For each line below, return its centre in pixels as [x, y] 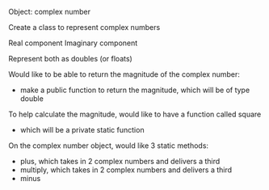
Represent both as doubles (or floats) [71, 59]
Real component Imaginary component [73, 43]
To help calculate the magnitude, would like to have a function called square [135, 114]
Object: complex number [50, 12]
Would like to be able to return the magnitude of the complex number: [124, 74]
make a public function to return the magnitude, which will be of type [135, 90]
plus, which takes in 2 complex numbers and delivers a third [120, 161]
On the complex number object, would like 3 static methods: [108, 146]
